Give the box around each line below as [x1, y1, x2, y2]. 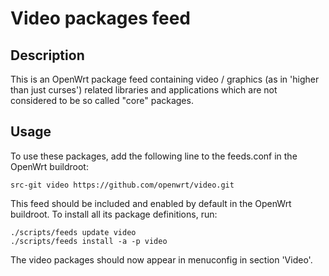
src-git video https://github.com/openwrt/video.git [10, 180, 235, 190]
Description [10, 47, 85, 64]
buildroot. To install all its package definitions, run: [10, 208, 218, 220]
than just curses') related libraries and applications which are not [10, 84, 278, 96]
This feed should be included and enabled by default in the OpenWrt [10, 197, 292, 209]
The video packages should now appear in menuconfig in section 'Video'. [10, 253, 313, 266]
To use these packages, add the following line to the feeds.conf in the [10, 150, 298, 162]
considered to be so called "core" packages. [10, 95, 194, 106]
